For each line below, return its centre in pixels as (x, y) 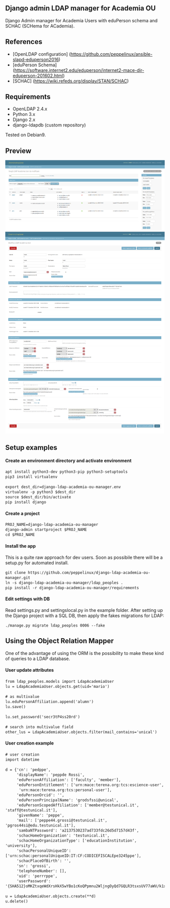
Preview (18, 151)
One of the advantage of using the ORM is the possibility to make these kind (84, 653)
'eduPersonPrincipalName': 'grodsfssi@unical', (68, 800)
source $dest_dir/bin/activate (38, 497)
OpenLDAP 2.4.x (30, 109)
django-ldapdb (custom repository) (49, 125)
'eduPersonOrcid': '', (40, 795)
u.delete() (17, 901)
